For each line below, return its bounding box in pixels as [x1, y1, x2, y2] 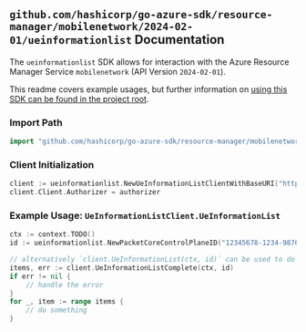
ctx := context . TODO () [9, 230, 96, 239]
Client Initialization [9, 158, 95, 171]
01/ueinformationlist [9, 34, 132, 47]
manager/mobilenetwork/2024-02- [9, 20, 194, 34]
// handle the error [25, 280, 104, 289]
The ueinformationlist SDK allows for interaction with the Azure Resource [9, 56, 290, 67]
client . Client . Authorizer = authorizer [9, 188, 161, 197]
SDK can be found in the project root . [9, 93, 149, 104]
